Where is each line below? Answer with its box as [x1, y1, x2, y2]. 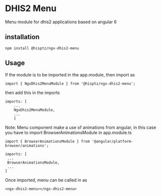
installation [5, 33, 40, 41]
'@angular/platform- [92, 139, 133, 144]
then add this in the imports [5, 90, 60, 95]
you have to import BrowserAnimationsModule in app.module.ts [5, 129, 132, 136]
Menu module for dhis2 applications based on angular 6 [5, 19, 117, 25]
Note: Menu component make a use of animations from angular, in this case [5, 124, 157, 130]
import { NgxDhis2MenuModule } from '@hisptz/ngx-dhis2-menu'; [5, 81, 136, 86]
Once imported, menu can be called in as [5, 177, 87, 183]
